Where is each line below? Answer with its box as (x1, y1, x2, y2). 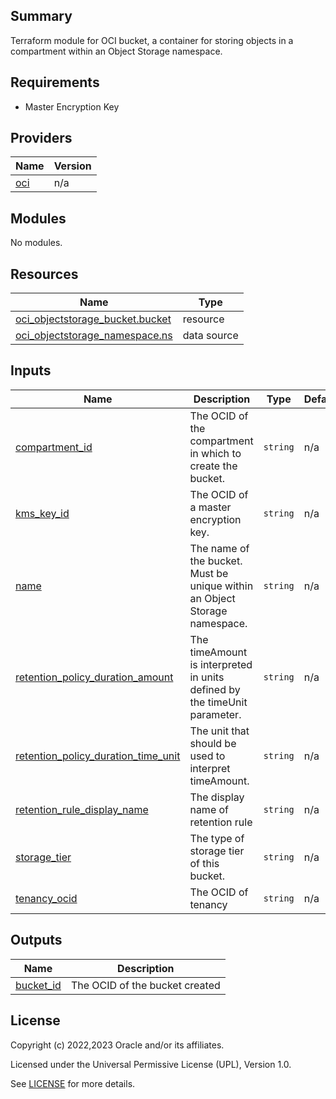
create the (189, 459, 238, 473)
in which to (189, 446, 242, 460)
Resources (10, 265, 79, 283)
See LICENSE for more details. (10, 1077, 136, 1089)
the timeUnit (189, 695, 248, 709)
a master (189, 500, 232, 514)
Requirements (10, 74, 100, 91)
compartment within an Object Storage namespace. (10, 45, 223, 57)
